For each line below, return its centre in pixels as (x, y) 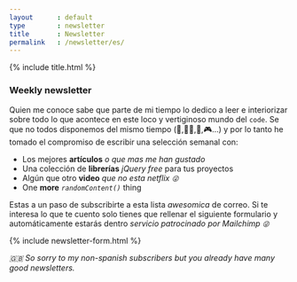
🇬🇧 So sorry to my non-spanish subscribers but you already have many (142, 257)
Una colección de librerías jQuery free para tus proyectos (128, 168)
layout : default (51, 17)
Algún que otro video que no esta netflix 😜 (100, 177)
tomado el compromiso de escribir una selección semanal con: (124, 142)
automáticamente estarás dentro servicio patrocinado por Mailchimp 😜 (140, 223)
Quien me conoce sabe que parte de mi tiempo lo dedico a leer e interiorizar (148, 110)
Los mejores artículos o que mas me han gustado (113, 159)
